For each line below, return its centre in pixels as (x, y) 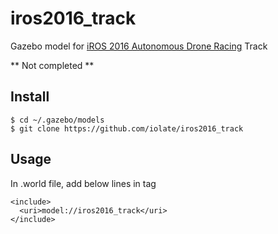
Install (30, 97)
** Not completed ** (52, 65)
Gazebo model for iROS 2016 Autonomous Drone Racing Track (139, 46)
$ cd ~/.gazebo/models (57, 120)
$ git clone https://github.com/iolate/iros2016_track (127, 128)
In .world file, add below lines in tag (83, 183)
